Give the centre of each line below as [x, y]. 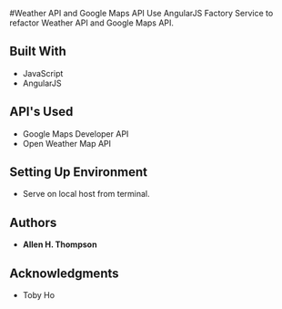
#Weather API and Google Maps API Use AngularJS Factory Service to [141, 13]
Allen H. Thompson [60, 244]
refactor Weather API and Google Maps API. [92, 23]
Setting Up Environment [79, 172]
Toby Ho [39, 295]
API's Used [41, 112]
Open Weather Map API [67, 143]
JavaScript [43, 73]
